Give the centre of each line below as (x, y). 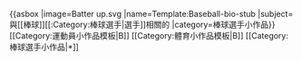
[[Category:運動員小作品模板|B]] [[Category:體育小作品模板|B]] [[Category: (149, 35)
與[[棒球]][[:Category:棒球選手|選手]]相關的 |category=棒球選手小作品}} (142, 24)
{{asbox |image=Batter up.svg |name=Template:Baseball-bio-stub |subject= (151, 14)
